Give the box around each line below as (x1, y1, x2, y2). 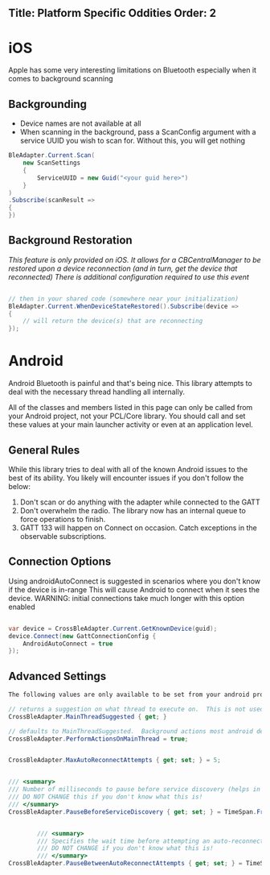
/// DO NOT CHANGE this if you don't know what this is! (8, 793, 203, 801)
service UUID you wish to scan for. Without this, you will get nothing (19, 136, 246, 146)
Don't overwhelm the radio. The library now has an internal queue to (19, 505, 247, 515)
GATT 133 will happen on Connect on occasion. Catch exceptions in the (19, 523, 257, 533)
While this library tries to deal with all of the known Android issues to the (8, 464, 248, 474)
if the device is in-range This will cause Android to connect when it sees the (8, 584, 260, 595)
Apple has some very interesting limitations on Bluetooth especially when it (8, 65, 257, 75)
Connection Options (8, 555, 112, 569)
